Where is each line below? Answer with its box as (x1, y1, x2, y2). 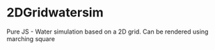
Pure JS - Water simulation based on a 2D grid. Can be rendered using (6, 27, 209, 36)
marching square (6, 34, 55, 42)
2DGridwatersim (6, 5, 104, 21)
